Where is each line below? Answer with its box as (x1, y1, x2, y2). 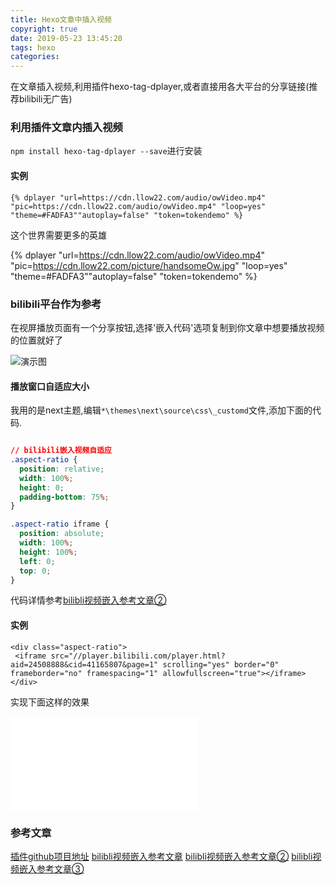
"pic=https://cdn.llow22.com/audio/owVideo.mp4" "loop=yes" (10, 201, 267, 211)
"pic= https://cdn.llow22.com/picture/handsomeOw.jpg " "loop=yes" (10, 259, 288, 271)
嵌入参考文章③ (18, 862, 85, 875)
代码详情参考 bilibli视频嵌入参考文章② (10, 594, 167, 606)
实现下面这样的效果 (10, 696, 90, 708)
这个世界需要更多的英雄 (10, 229, 107, 241)
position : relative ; (19, 464, 105, 474)
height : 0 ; (19, 482, 65, 493)
